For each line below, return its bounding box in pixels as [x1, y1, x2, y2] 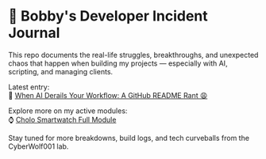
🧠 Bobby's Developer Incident [8, 7, 208, 25]
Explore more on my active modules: [8, 106, 128, 115]
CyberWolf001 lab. [8, 142, 69, 151]
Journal [8, 24, 60, 42]
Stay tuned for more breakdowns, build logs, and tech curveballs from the [8, 133, 250, 142]
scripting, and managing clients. [8, 66, 114, 76]
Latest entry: [8, 82, 50, 92]
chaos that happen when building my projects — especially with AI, [8, 59, 228, 68]
